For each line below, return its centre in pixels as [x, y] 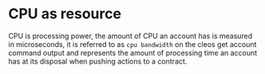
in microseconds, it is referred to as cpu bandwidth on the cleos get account [132, 44]
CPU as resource [65, 14]
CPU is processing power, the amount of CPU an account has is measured [131, 36]
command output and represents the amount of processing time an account [133, 53]
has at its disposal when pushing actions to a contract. [98, 61]
